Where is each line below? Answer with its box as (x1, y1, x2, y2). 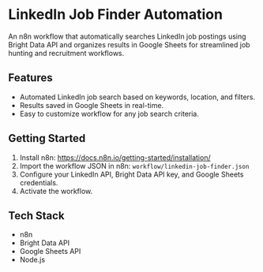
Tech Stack (8, 209, 65, 222)
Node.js (19, 255, 46, 265)
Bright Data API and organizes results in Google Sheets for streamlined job (8, 39, 250, 49)
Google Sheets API (19, 247, 81, 256)
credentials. (19, 177, 58, 187)
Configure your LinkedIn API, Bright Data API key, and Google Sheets (19, 170, 244, 179)
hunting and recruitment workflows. (8, 48, 125, 58)
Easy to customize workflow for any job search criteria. (19, 109, 200, 118)
